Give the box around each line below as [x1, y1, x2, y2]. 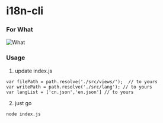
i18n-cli [6, 4, 44, 18]
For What [6, 26, 34, 34]
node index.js [6, 111, 41, 117]
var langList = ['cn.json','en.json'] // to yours [6, 89, 134, 95]
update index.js [14, 67, 53, 74]
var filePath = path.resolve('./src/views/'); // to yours [6, 78, 158, 84]
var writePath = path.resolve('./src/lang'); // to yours [6, 84, 152, 90]
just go [14, 99, 32, 106]
